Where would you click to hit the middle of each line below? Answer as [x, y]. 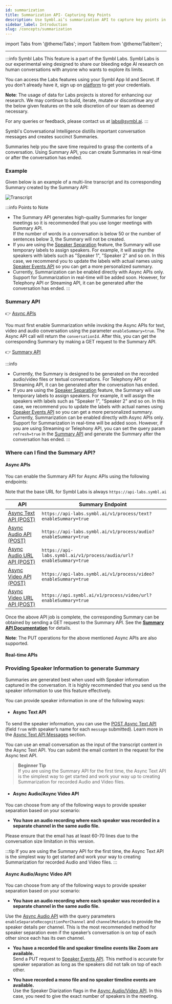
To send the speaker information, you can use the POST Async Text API [81, 723]
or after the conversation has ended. [44, 158]
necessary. [17, 112]
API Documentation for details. [38, 628]
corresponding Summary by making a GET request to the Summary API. [81, 341]
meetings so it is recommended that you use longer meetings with [82, 223]
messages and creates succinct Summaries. [52, 137]
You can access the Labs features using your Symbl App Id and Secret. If [82, 80]
